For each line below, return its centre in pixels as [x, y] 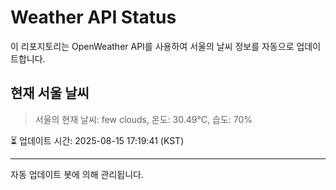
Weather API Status [93, 17]
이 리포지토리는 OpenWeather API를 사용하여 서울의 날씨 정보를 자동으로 [152, 46]
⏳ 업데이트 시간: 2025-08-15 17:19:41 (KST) [97, 140]
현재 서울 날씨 [50, 93]
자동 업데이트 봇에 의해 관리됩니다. [77, 174]
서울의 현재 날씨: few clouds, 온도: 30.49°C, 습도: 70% [143, 119]
